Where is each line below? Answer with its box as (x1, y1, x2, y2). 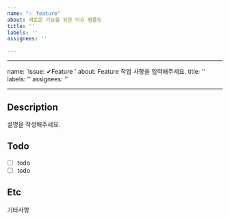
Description (7, 101, 58, 113)
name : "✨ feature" (7, 10, 61, 17)
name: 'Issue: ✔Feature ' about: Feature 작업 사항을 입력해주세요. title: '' (7, 68, 205, 76)
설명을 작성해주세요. (7, 120, 60, 128)
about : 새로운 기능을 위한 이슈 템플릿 (7, 16, 102, 23)
